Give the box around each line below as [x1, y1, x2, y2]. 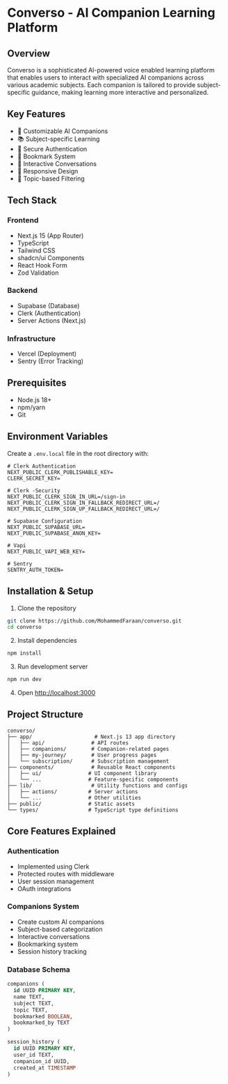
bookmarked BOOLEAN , [13, 1013, 73, 1020]
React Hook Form [17, 261, 67, 269]
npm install [7, 650, 42, 657]
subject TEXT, [13, 1000, 54, 1007]
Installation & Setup [7, 586, 94, 597]
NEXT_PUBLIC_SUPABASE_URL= [7, 524, 85, 530]
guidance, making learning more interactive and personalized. [31, 89, 209, 96]
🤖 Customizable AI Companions [17, 127, 108, 135]
